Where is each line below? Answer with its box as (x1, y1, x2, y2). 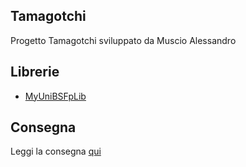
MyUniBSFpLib (24, 90, 87, 102)
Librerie (10, 64, 60, 81)
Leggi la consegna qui (10, 145, 102, 158)
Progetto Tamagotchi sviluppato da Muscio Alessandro (10, 34, 237, 46)
